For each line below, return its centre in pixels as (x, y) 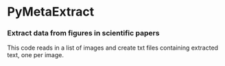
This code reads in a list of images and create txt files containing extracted (113, 48)
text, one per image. (35, 55)
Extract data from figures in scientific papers (83, 33)
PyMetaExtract (51, 12)
